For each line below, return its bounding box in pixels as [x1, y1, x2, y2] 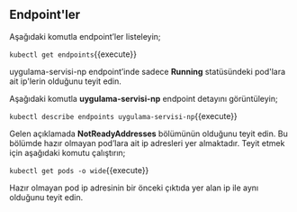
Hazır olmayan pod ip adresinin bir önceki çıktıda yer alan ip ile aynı [9, 182, 259, 193]
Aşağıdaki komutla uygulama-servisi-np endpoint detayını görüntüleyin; [9, 93, 278, 104]
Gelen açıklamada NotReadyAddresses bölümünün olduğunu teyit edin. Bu [9, 128, 288, 139]
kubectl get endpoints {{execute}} [9, 49, 138, 60]
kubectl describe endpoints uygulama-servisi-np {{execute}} [9, 110, 238, 121]
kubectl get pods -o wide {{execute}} [9, 164, 149, 175]
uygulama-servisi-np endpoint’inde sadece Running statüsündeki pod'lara [9, 66, 286, 77]
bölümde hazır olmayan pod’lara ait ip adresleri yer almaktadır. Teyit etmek [9, 137, 285, 148]
